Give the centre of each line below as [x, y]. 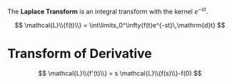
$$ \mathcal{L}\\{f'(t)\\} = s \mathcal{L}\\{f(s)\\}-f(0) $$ [120, 73]
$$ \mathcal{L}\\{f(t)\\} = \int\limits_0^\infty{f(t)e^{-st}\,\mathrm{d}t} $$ [120, 25]
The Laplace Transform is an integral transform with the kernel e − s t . [108, 11]
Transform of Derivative [80, 53]
